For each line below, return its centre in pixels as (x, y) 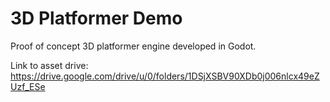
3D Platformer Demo (96, 18)
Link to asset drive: (49, 65)
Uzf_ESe (28, 86)
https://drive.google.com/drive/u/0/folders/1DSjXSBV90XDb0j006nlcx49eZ (165, 76)
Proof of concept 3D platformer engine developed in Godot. (133, 46)
